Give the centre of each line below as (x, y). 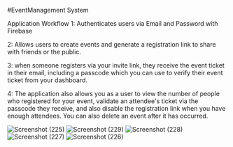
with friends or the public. (44, 52)
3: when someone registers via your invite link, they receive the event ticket (116, 65)
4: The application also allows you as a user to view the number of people (114, 94)
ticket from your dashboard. (48, 80)
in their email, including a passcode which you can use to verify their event (115, 73)
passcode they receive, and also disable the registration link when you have (116, 108)
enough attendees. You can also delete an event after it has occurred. (108, 116)
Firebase (20, 31)
